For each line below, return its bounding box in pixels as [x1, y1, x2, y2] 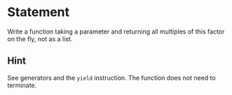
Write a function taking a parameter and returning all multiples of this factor [7, 27, 225, 36]
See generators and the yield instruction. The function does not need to [7, 73, 216, 82]
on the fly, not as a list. [7, 34, 73, 43]
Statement [7, 4, 70, 20]
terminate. [7, 81, 37, 89]
